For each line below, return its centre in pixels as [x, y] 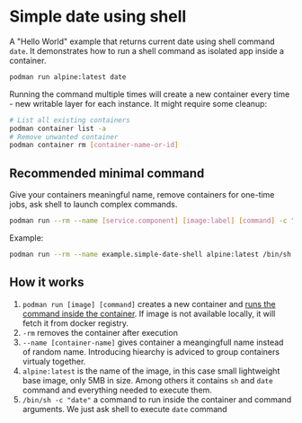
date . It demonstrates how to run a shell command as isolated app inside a [147, 50]
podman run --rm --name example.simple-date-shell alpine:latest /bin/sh [151, 254]
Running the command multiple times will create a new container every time [150, 94]
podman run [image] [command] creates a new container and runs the [149, 304]
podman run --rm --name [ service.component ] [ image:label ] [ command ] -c [148, 221]
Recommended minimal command [107, 173]
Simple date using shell [98, 17]
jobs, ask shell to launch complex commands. [93, 205]
